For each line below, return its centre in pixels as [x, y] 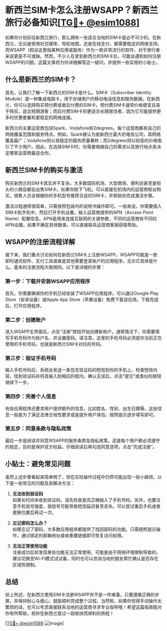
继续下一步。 [18, 382]
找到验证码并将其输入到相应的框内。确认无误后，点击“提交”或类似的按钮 [87, 376]
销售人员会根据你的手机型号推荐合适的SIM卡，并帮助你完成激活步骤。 [85, 195]
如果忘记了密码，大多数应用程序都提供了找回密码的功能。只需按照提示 [84, 529]
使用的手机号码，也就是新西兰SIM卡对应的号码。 [55, 344]
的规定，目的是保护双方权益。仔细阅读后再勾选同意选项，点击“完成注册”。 [81, 447]
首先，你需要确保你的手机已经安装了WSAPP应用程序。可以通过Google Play [82, 293]
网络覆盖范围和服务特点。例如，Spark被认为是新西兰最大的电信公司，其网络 [83, 134]
